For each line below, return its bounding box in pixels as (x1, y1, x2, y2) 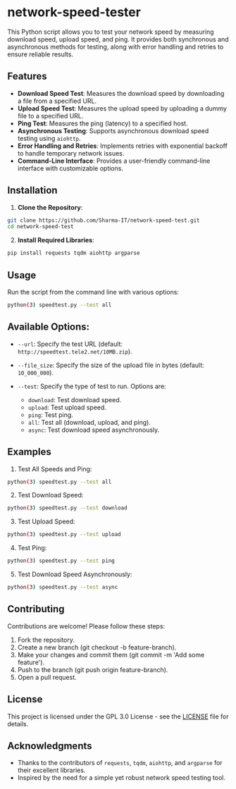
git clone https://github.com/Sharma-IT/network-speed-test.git (7, 216, 200, 224)
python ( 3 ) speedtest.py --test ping (7, 557, 115, 564)
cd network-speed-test (7, 223, 74, 230)
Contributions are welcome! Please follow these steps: (7, 621, 166, 630)
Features (7, 70, 47, 82)
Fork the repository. (17, 635, 75, 644)
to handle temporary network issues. (17, 149, 125, 157)
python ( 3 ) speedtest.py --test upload (7, 531, 121, 538)
